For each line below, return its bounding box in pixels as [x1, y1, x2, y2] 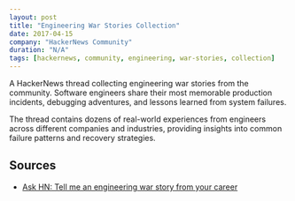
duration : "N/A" [9, 46, 69, 55]
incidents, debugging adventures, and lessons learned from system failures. [9, 97, 287, 107]
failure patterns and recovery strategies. [9, 133, 157, 143]
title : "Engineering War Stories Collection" [9, 21, 180, 30]
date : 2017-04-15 [9, 29, 74, 38]
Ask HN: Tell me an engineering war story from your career [21, 182, 238, 192]
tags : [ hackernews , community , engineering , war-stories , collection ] [9, 54, 276, 63]
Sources [9, 158, 57, 173]
